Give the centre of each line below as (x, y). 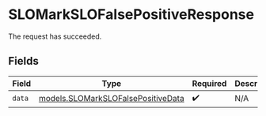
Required (209, 83)
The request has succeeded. (55, 36)
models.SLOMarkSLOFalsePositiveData (111, 99)
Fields (24, 61)
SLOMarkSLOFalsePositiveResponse (131, 15)
